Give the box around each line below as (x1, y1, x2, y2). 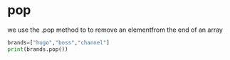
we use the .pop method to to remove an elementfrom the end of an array (7, 25, 223, 34)
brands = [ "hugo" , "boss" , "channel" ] (7, 39, 110, 46)
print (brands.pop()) (7, 45, 69, 53)
